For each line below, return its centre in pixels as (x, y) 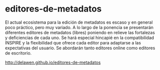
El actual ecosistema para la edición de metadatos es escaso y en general (79, 22)
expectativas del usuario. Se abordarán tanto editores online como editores (80, 48)
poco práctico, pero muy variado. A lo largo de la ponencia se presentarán (79, 27)
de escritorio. (18, 53)
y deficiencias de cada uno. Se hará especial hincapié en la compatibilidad (80, 38)
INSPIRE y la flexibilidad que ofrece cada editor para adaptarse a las (73, 42)
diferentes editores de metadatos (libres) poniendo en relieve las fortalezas (80, 32)
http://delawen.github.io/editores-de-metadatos (53, 62)
